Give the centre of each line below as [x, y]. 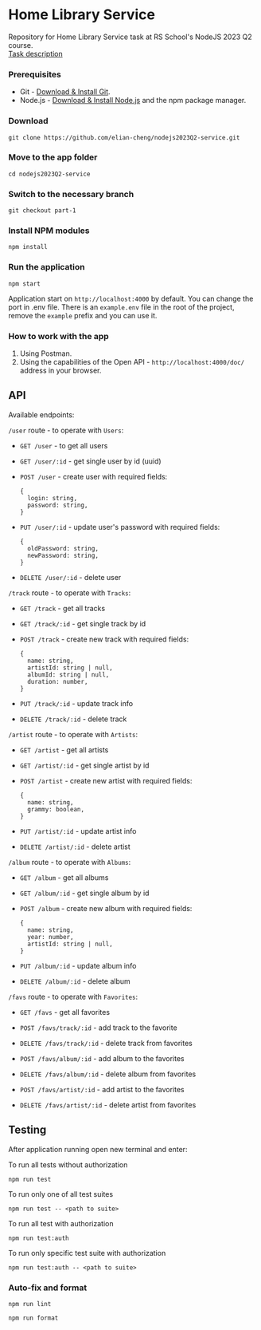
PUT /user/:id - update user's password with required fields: [120, 527]
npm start [25, 284]
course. [21, 45]
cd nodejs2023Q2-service [49, 174]
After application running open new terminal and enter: [98, 1149]
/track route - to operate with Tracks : [70, 593]
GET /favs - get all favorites [64, 1012]
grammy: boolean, [56, 809]
